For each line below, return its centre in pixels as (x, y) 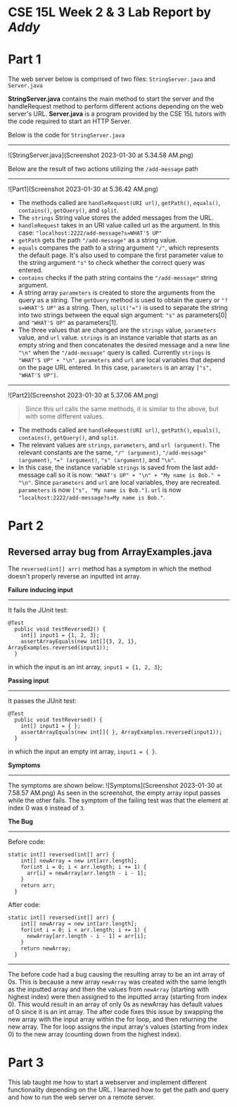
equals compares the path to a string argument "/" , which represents (118, 248)
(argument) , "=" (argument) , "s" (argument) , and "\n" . (97, 460)
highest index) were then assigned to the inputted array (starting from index (118, 997)
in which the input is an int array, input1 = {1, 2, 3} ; (85, 667)
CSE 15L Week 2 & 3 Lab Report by (110, 12)
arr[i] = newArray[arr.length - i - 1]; (87, 873)
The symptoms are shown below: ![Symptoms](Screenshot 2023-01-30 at (115, 786)
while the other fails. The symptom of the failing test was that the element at (118, 800)
